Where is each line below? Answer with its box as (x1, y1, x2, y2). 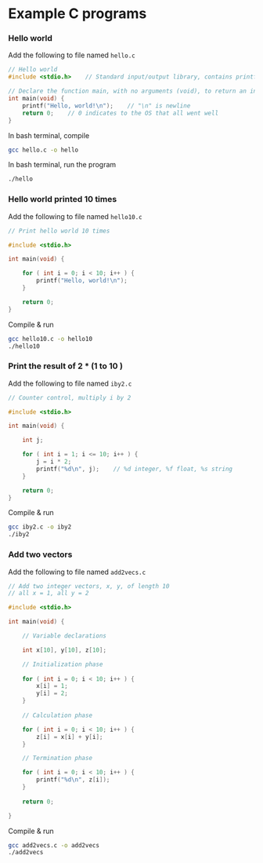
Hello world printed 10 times (8, 194, 117, 205)
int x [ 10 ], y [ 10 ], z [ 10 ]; (22, 645, 107, 654)
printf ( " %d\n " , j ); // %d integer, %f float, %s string (36, 465, 233, 473)
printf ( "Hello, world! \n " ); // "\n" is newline (22, 101, 191, 110)
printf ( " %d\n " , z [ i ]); (36, 776, 110, 784)
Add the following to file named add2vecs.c (8, 567, 146, 576)
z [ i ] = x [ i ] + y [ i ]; (36, 733, 103, 740)
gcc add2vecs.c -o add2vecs (8, 841, 100, 849)
